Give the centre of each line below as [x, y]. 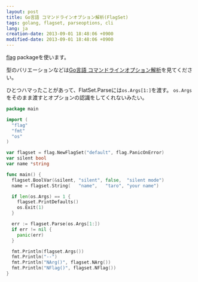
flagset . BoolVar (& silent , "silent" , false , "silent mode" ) [88, 180]
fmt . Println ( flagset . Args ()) [48, 252]
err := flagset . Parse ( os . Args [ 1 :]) [56, 224]
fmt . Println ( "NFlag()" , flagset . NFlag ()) [64, 268]
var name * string [28, 164]
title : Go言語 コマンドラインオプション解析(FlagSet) [67, 17]
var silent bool [26, 158]
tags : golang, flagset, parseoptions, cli [60, 23]
